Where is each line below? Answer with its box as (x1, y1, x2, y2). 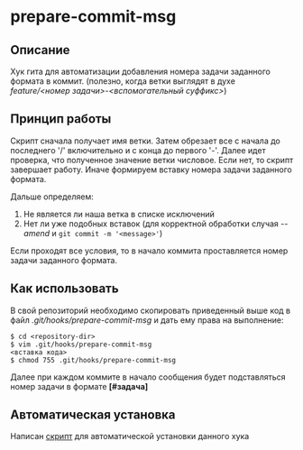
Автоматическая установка (10, 408, 176, 423)
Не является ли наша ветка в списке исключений (23, 208, 216, 219)
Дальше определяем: (10, 191, 94, 202)
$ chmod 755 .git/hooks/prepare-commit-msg (10, 355, 177, 364)
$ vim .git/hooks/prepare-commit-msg (10, 340, 152, 349)
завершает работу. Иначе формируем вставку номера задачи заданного (10, 164, 292, 175)
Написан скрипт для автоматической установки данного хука (10, 431, 250, 442)
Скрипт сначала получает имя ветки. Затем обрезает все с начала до (10, 135, 280, 146)
